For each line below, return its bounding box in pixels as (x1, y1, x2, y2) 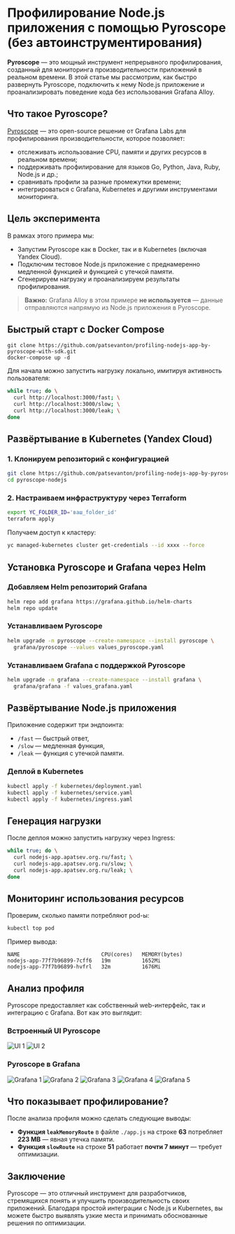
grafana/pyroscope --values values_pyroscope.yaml (13, 644, 164, 651)
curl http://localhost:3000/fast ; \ (13, 394, 120, 401)
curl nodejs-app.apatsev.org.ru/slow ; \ (13, 860, 133, 867)
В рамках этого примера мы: (7, 231, 94, 240)
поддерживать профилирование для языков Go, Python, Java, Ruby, (17, 163, 220, 171)
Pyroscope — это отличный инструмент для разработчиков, (7, 1189, 187, 1198)
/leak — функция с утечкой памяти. (17, 749, 124, 758)
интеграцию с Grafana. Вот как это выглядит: (7, 1008, 142, 1017)
